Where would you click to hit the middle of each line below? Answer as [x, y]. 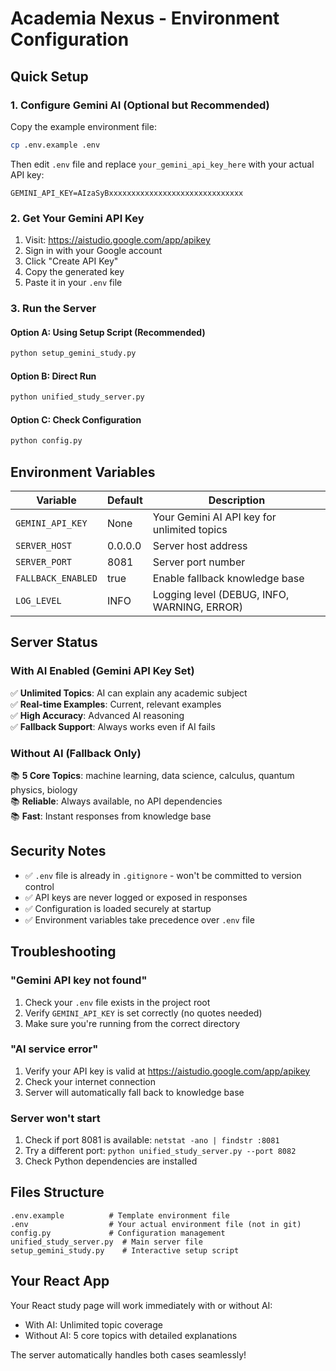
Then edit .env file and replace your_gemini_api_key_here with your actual [162, 164]
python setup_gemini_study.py [73, 353]
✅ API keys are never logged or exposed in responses [136, 897]
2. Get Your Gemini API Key [77, 218]
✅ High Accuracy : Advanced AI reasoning [97, 715]
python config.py [46, 441]
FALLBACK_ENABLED [56, 578]
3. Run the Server [53, 308]
